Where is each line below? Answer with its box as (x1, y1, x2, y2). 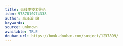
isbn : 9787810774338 (5, 11, 47, 16)
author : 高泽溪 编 (5, 16, 40, 21)
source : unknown (5, 25, 38, 30)
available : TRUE (5, 29, 38, 34)
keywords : (5, 20, 25, 25)
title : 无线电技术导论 (5, 7, 46, 12)
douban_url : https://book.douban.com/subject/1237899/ (5, 34, 119, 39)
